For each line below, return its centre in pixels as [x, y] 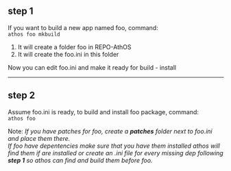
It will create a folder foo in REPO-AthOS [74, 47]
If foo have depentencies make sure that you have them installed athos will [114, 146]
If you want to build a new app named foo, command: [83, 27]
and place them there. [39, 138]
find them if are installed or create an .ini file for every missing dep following [115, 153]
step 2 [22, 95]
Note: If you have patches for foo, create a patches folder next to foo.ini [110, 131]
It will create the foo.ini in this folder [68, 54]
